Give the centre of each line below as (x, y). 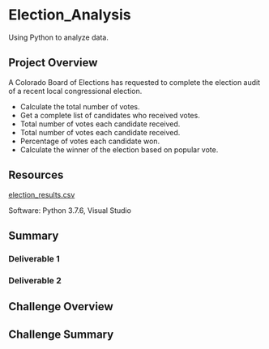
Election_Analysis (70, 15)
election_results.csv (42, 194)
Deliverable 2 (35, 280)
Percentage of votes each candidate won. (90, 141)
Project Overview (53, 63)
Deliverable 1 (34, 258)
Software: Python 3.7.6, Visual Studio (70, 210)
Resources (36, 175)
